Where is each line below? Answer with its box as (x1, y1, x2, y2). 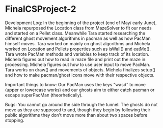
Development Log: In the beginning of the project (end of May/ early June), (5, 20, 157, 26)
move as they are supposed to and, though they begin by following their (5, 107, 151, 113)
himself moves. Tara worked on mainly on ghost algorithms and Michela (5, 40, 151, 46)
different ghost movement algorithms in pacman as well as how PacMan (5, 35, 151, 41)
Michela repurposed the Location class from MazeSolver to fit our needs (5, 25, 152, 31)
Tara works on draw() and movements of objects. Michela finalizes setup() (5, 66, 156, 72)
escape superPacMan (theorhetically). (5, 92, 82, 98)
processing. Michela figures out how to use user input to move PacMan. (5, 62, 151, 67)
